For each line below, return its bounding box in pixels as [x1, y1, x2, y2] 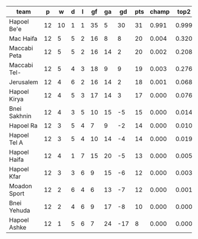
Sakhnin [9, 112, 32, 120]
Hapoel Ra [9, 122, 38, 129]
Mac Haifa [9, 35, 38, 42]
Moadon [9, 182, 32, 190]
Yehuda [9, 207, 31, 214]
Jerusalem [9, 78, 38, 86]
